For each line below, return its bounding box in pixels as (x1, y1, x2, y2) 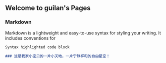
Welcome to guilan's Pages (5, 4, 91, 12)
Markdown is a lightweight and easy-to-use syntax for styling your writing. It (5, 30, 161, 36)
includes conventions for (5, 35, 56, 41)
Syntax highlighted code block (5, 44, 70, 50)
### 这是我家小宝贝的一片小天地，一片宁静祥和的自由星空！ (5, 54, 110, 59)
